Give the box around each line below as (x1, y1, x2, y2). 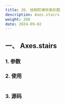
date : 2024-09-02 (5, 21, 42, 27)
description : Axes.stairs (5, 12, 59, 17)
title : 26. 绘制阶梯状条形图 (5, 7, 60, 13)
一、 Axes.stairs (5, 41, 57, 50)
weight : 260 (5, 17, 30, 22)
